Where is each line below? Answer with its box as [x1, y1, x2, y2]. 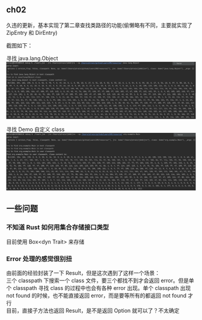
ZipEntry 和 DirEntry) [6, 29, 58, 36]
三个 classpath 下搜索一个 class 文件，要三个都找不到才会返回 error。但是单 [6, 277, 194, 284]
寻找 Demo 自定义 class [6, 126, 65, 133]
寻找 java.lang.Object [6, 54, 58, 62]
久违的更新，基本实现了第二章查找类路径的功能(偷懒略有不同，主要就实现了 [6, 21, 193, 29]
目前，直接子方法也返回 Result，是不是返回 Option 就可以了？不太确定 [6, 307, 180, 314]
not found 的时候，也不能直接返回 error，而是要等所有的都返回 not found [6, 292, 187, 299]
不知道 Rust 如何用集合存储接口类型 [6, 223, 109, 232]
